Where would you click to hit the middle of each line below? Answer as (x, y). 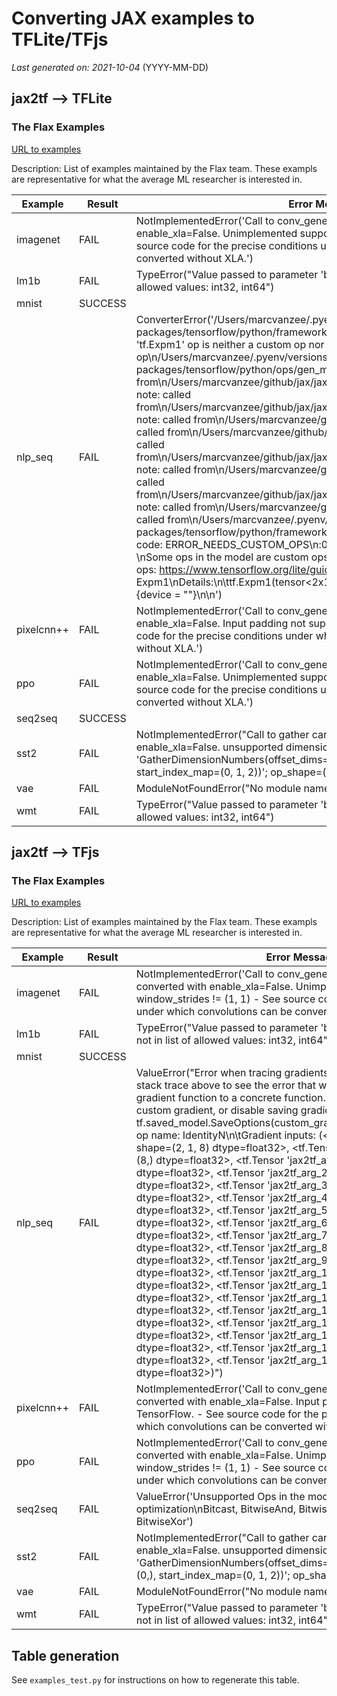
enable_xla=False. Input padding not (220, 623)
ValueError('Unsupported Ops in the (220, 1497)
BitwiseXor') (164, 1522)
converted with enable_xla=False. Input (227, 1402)
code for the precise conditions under (224, 635)
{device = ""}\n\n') (179, 594)
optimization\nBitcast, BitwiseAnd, (216, 1509)
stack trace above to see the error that (225, 1085)
